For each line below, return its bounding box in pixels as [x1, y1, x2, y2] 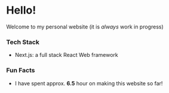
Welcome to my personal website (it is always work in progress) [6, 23, 164, 30]
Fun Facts [6, 66, 35, 75]
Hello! [6, 4, 36, 17]
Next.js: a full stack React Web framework [14, 52, 118, 59]
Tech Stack [6, 38, 40, 46]
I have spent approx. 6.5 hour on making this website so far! [14, 79, 163, 86]
